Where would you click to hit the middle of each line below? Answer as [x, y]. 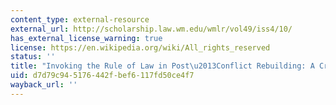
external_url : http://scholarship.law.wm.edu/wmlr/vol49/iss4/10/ [151, 29]
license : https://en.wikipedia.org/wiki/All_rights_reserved [140, 47]
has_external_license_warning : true [86, 38]
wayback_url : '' [44, 85]
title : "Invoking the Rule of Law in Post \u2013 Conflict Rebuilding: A [162, 66]
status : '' [33, 57]
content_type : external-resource [80, 19]
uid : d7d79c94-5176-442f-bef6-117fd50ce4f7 [102, 76]
